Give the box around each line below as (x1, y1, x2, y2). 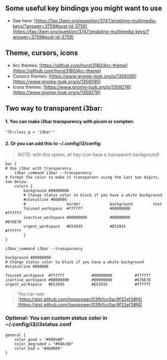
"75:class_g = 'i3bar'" (5, 130, 56, 135)
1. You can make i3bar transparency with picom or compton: (5, 118, 135, 124)
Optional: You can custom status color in (5, 315, 108, 322)
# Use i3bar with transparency (5, 166, 72, 171)
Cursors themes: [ (12, 73, 51, 79)
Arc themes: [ (12, 62, 42, 68)
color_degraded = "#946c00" (14, 341, 74, 346)
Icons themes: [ (12, 84, 46, 90)
